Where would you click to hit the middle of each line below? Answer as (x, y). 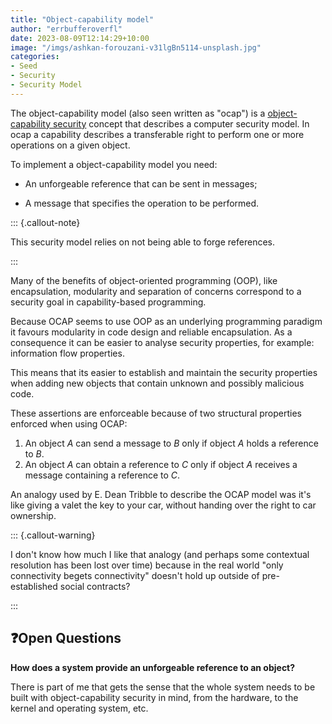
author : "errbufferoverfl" (66, 29)
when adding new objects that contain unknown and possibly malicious (157, 383)
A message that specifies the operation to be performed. (142, 203)
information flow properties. (67, 353)
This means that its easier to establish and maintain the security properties (164, 372)
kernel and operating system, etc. (79, 708)
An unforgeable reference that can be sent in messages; (141, 183)
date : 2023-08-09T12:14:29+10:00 (80, 38)
